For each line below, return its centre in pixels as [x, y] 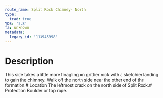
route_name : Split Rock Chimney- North [46, 10]
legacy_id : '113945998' [33, 37]
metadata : [15, 32]
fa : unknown [17, 28]
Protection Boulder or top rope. [36, 90]
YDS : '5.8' [16, 23]
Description [29, 61]
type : [10, 14]
